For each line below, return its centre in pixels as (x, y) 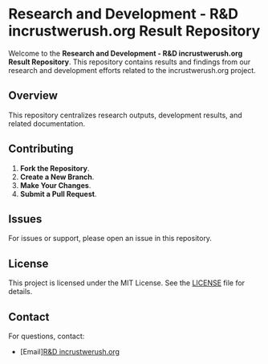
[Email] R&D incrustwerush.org (70, 352)
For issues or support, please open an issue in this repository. (110, 239)
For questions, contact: (47, 336)
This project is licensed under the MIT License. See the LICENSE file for (127, 283)
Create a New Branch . (57, 177)
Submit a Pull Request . (58, 194)
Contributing (41, 149)
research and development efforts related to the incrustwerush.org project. (132, 70)
